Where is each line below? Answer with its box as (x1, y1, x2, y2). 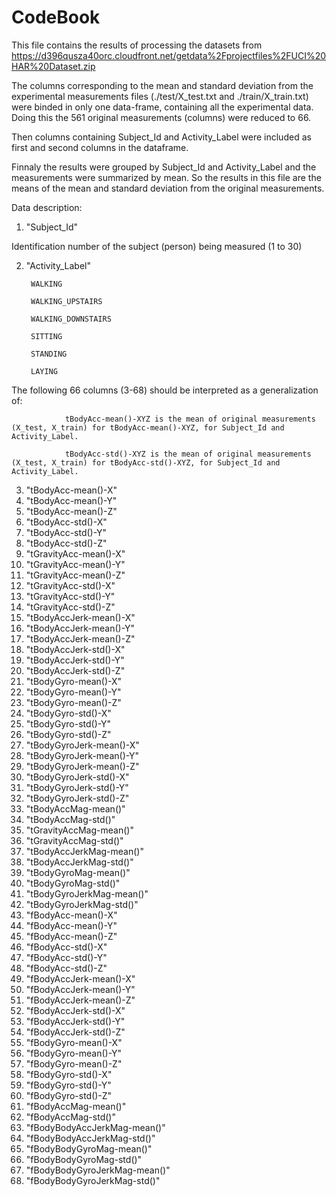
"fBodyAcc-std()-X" (25, 941, 108, 953)
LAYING (30, 366, 58, 376)
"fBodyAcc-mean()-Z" (25, 930, 118, 942)
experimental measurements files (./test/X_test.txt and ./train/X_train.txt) (11, 90, 309, 102)
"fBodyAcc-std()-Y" (25, 951, 108, 963)
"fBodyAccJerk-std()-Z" (25, 1026, 126, 1038)
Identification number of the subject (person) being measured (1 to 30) (11, 240, 303, 252)
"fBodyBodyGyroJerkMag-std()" (25, 1174, 161, 1186)
